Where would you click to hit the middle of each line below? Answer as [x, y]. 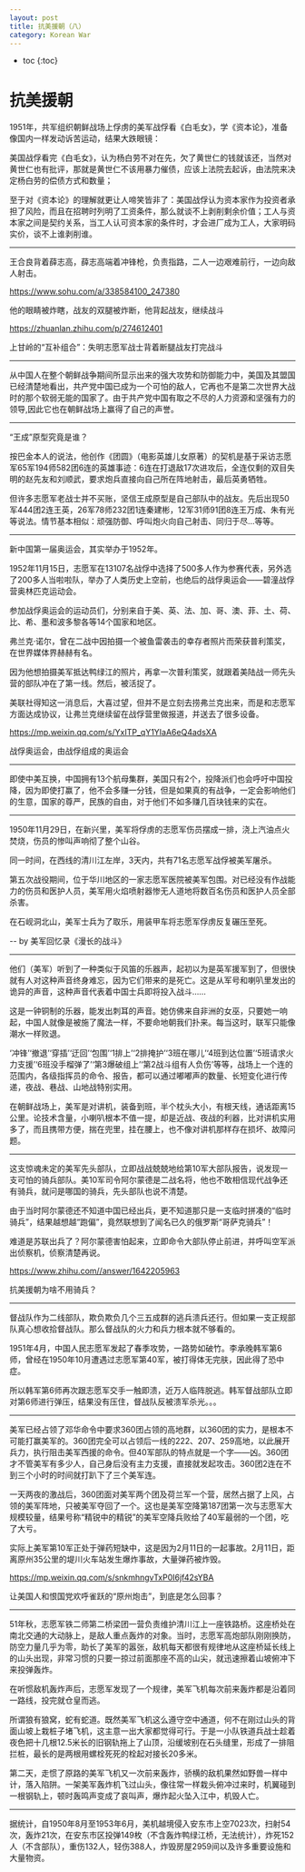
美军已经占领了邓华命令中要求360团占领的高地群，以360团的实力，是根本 [148, 1430]
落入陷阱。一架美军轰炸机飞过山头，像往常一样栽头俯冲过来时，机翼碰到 [160, 1785]
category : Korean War [50, 35]
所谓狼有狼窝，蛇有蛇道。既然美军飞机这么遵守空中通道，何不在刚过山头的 [148, 1720]
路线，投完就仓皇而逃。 [61, 1700]
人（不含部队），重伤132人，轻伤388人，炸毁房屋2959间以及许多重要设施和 [151, 1847]
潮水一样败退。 [37, 1034]
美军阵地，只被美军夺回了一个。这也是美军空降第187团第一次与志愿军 [155, 1506]
